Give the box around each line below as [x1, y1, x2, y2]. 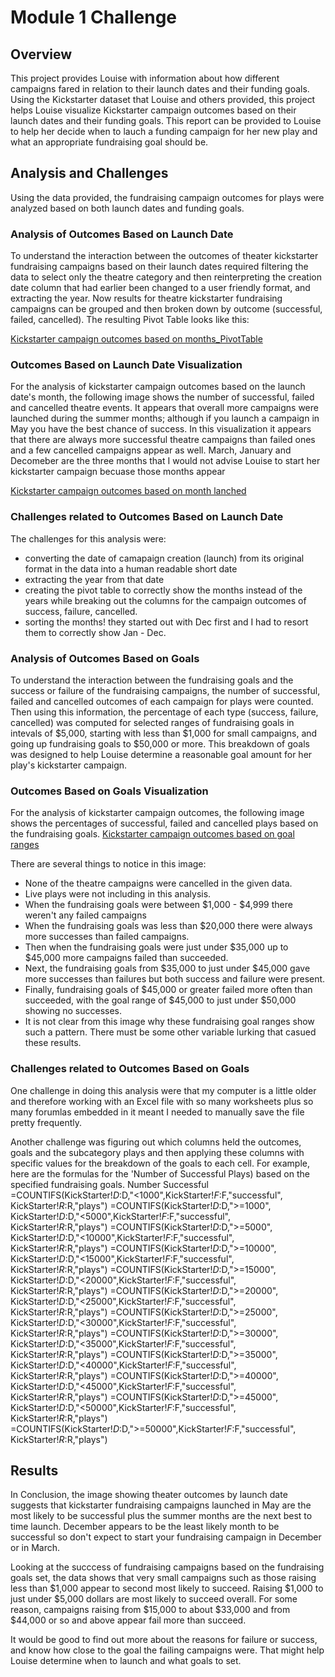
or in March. [10, 1542, 61, 1554]
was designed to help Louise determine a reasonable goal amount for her [10, 749, 313, 760]
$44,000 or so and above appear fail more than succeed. [10, 1614, 247, 1626]
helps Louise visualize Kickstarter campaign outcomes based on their [10, 104, 297, 116]
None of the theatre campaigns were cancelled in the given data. [24, 877, 293, 890]
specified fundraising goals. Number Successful [10, 1178, 209, 1190]
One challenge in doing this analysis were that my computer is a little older [10, 1084, 317, 1096]
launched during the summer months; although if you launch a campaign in [10, 412, 320, 425]
